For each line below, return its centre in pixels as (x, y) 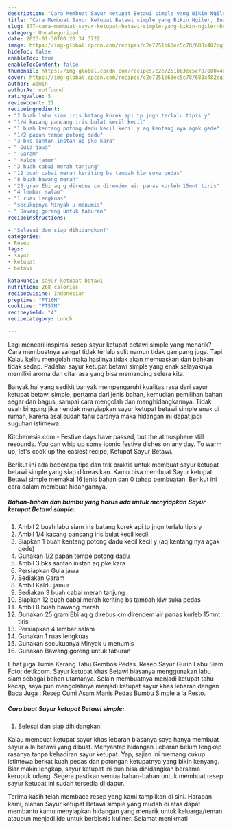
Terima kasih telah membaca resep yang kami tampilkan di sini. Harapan (110, 796)
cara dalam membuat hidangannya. (58, 486)
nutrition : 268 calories (43, 287)
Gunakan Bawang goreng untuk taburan (74, 651)
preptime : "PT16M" (34, 300)
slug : (15, 26)
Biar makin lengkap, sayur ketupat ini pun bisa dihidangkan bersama (104, 769)
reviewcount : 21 (31, 103)
